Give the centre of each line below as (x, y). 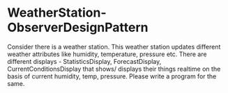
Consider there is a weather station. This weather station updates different (114, 46)
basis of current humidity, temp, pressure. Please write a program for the (112, 76)
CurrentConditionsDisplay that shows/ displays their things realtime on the (114, 69)
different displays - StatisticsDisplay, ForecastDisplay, (84, 61)
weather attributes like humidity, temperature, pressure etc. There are (107, 54)
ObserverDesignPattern (78, 27)
